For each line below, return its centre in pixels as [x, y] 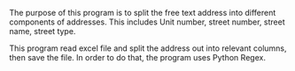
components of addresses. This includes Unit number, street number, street [147, 22]
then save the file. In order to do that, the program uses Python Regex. [137, 57]
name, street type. [43, 31]
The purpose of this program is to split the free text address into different [143, 13]
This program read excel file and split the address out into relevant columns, [148, 48]
